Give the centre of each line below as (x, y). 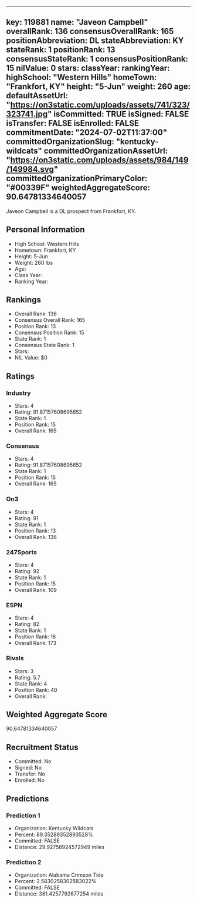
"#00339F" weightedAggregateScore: (78, 188)
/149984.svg (30, 169)
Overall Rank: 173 (35, 643)
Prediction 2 (24, 862)
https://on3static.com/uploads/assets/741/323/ (100, 105)
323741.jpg (27, 114)
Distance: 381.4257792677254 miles (59, 894)
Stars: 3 (24, 671)
